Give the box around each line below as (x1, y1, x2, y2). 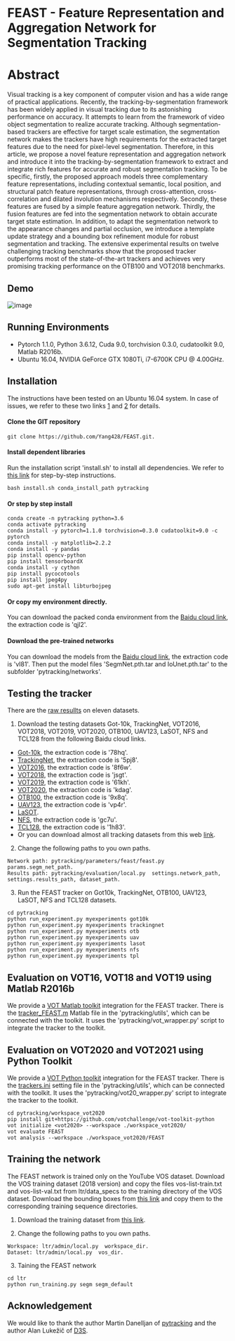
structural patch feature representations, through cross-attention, (7, 188, 196, 196)
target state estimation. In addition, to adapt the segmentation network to (7, 217, 219, 226)
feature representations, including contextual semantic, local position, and (7, 180, 222, 188)
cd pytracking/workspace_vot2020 (7, 1110, 105, 1117)
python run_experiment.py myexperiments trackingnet (7, 922, 165, 929)
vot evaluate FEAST (7, 1128, 65, 1136)
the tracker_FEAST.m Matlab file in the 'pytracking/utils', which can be (7, 1009, 210, 1017)
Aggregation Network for (7, 20, 156, 36)
